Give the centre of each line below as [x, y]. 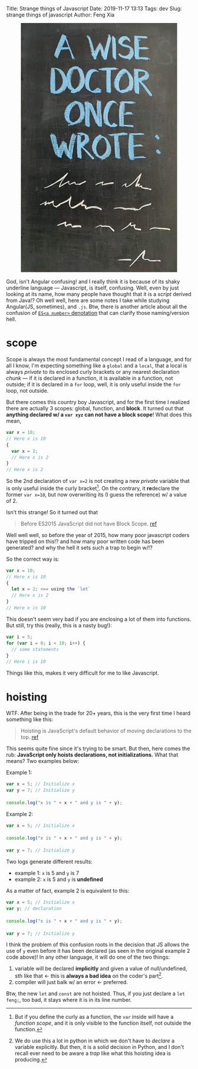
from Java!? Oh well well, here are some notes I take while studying [88, 301]
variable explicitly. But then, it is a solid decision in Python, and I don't [99, 1047]
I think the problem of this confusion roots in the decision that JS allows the [98, 945]
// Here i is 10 [26, 662]
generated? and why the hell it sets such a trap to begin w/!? [80, 547]
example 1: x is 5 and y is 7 [47, 873]
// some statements [35, 649]
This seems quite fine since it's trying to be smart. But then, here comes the [98, 749]
